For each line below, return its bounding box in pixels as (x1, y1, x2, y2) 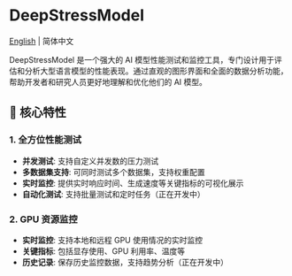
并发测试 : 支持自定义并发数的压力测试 (21, 156, 159, 166)
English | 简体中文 (9, 35, 74, 46)
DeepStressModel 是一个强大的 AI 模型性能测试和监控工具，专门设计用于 (9, 54, 274, 65)
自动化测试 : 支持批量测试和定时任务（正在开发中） (21, 188, 205, 199)
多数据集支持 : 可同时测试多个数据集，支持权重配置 (21, 166, 205, 177)
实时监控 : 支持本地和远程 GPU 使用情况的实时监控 (21, 234, 204, 245)
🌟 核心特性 (9, 105, 66, 120)
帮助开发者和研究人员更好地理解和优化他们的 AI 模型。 (9, 76, 208, 87)
